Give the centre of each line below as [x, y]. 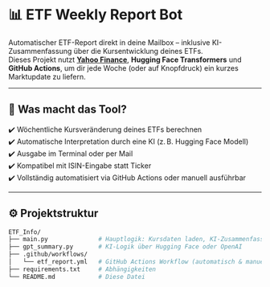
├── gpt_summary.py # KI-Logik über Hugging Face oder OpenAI [125, 247]
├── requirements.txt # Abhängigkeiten [82, 269]
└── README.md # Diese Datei [77, 277]
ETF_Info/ [25, 232]
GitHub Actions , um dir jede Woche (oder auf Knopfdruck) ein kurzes [123, 68]
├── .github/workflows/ [48, 254]
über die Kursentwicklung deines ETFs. [138, 51]
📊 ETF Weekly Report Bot [96, 15]
